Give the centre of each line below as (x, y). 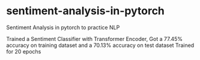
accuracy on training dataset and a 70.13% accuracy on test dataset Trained (100, 45)
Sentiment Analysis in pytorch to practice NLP (63, 27)
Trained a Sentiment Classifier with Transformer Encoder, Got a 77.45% (95, 39)
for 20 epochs (24, 51)
